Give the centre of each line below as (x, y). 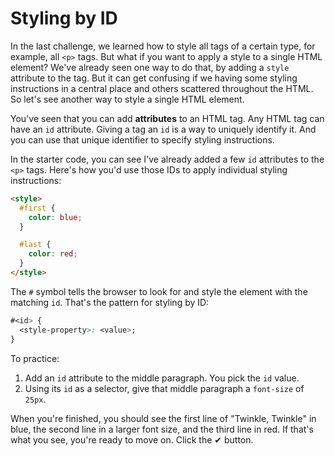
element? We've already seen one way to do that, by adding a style (150, 67)
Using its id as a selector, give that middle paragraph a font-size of (164, 388)
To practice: (35, 358)
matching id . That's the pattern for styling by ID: (110, 302)
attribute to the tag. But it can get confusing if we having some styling (154, 78)
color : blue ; (55, 217)
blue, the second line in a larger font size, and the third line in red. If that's (162, 429)
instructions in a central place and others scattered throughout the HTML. (162, 88)
